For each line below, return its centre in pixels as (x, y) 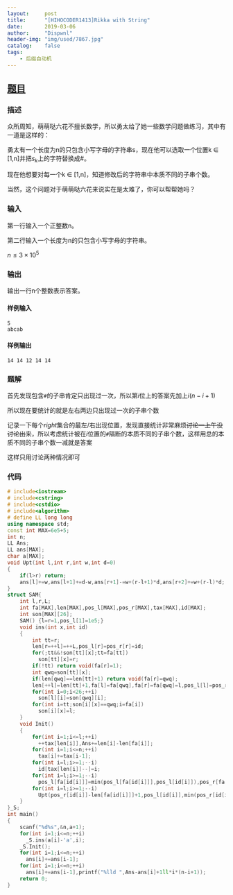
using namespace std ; (38, 524)
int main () (23, 815)
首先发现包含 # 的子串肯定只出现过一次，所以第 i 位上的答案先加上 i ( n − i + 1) (112, 395)
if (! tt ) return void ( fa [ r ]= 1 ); (77, 666)
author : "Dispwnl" (40, 33)
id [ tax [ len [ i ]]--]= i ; (69, 769)
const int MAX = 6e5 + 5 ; (38, 530)
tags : (15, 53)
